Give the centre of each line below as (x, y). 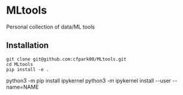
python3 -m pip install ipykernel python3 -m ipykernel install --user (89, 80)
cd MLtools (20, 64)
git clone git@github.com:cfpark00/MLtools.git (66, 59)
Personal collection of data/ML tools (51, 27)
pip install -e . (28, 69)
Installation (27, 45)
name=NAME (23, 87)
